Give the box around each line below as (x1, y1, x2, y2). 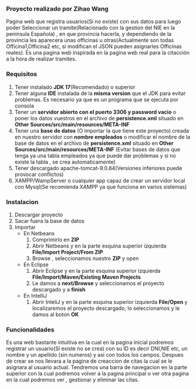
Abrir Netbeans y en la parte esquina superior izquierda (32, 242, 167, 249)
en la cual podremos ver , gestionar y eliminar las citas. (6, 376, 140, 383)
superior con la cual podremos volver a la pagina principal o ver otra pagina (6, 370, 189, 377)
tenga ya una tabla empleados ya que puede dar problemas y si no (14, 152, 176, 159)
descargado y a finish (32, 286, 86, 293)
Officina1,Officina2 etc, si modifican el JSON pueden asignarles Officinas (6, 43, 182, 50)
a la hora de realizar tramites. (6, 55, 77, 63)
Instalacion (6, 198, 39, 206)
